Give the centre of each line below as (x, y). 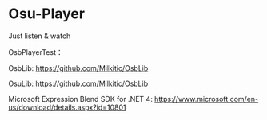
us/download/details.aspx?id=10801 (67, 107)
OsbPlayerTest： (36, 52)
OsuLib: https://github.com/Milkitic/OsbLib (78, 83)
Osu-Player (47, 14)
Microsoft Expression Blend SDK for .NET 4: (81, 99)
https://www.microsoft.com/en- (207, 99)
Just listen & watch (40, 36)
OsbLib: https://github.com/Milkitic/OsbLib (78, 68)
